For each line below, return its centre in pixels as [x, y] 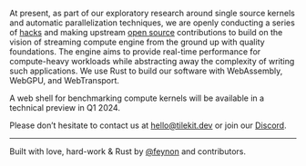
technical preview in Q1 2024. [65, 107]
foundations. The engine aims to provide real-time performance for [135, 52]
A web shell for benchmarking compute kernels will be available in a [137, 98]
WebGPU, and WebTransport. [65, 80]
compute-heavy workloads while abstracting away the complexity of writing [152, 61]
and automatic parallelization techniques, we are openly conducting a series [153, 23]
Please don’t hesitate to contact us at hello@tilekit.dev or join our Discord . [148, 125]
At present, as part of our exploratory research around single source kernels [153, 13]
